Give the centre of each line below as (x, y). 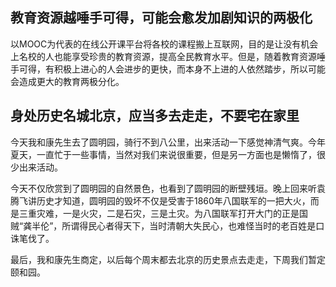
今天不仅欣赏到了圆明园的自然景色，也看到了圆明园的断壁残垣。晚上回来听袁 (168, 188)
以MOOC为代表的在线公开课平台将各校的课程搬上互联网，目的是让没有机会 (164, 44)
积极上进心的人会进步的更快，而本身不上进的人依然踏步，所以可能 (189, 69)
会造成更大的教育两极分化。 (67, 81)
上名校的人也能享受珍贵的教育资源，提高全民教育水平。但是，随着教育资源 (163, 56)
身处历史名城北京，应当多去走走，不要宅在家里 (155, 116)
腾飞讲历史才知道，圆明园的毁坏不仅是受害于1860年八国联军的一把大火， (160, 200)
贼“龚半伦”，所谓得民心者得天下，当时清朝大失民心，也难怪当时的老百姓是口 (167, 225)
